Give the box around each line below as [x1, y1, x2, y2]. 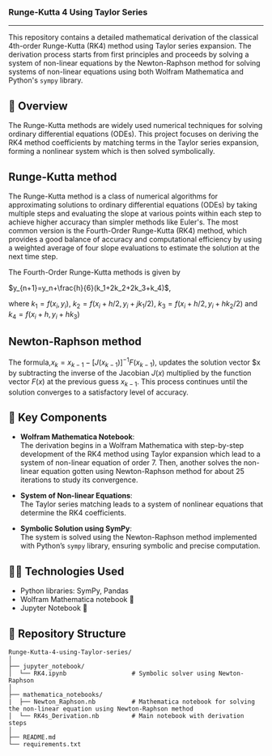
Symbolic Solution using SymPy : [19, 523, 132, 533]
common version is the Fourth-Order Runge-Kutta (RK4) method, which [8, 225, 247, 235]
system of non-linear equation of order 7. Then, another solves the [19, 458, 242, 468]
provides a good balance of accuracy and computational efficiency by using [8, 234, 262, 244]
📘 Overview [8, 99, 68, 113]
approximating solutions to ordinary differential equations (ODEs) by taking [8, 199, 257, 209]
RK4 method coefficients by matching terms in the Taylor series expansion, [8, 138, 259, 147]
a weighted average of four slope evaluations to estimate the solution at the [8, 242, 261, 253]
